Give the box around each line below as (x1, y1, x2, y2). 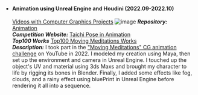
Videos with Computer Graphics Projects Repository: (11, 18, 168, 25)
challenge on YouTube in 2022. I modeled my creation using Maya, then (11, 50, 191, 57)
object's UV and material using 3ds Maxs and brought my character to (11, 63, 187, 70)
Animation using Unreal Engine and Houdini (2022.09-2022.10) (11, 5, 174, 12)
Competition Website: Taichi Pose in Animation (11, 31, 131, 38)
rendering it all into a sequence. (11, 82, 91, 90)
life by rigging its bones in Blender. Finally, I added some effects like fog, (11, 69, 193, 76)
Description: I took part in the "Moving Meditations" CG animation (11, 44, 177, 51)
